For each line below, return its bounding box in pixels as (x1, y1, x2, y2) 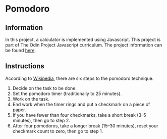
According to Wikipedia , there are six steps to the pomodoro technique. (5, 75, 154, 81)
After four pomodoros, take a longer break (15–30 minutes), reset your (12, 122, 158, 129)
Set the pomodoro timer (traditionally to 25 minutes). (12, 90, 122, 97)
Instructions (5, 62, 44, 71)
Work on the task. (12, 96, 49, 102)
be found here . (5, 48, 36, 53)
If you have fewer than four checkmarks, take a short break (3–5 (12, 112, 146, 118)
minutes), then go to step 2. (12, 117, 71, 123)
